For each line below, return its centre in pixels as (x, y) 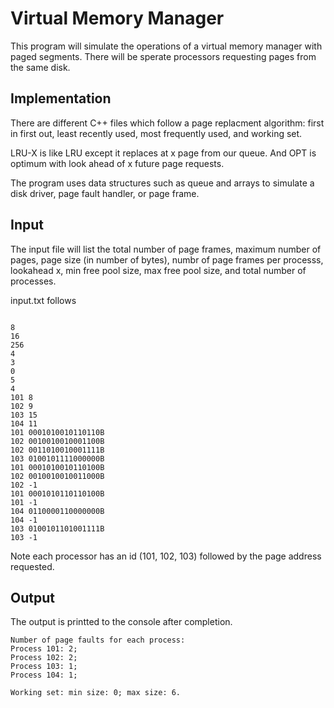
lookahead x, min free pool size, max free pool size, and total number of (158, 270)
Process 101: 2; (44, 649)
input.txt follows (43, 300)
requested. (32, 566)
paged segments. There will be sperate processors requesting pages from (163, 56)
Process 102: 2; (44, 658)
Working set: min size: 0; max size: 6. (96, 693)
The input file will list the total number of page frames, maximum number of (166, 249)
